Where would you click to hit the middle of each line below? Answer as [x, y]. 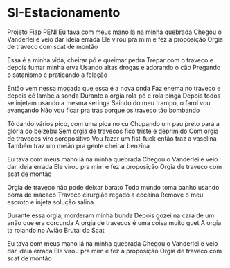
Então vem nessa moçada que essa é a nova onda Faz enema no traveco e [114, 88]
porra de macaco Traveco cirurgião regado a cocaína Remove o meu [105, 195]
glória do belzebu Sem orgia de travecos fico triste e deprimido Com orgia [113, 131]
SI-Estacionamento [64, 13]
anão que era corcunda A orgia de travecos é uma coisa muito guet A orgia [114, 222]
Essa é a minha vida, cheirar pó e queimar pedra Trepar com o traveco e [110, 60]
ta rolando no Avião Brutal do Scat [56, 230]
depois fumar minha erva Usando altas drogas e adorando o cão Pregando [114, 67]
